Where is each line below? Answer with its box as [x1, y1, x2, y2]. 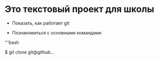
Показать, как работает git [12, 20, 70, 26]
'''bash [5, 39, 19, 45]
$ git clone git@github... [5, 49, 55, 55]
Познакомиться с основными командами [12, 29, 102, 35]
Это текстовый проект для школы [5, 3, 154, 15]
